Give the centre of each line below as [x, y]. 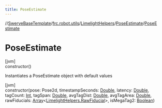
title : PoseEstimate [26, 9]
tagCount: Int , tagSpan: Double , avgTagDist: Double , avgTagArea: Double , [78, 95]
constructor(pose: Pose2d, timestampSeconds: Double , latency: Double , [77, 90]
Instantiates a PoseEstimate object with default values [59, 76]
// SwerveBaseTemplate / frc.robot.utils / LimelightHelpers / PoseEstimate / [75, 23]
